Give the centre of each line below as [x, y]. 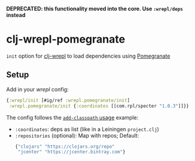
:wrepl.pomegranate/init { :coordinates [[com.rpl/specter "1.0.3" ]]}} [99, 106]
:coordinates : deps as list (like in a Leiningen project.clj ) [87, 129]
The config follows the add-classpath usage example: [73, 117]
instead [16, 15]
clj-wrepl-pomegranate [66, 39]
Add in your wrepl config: [37, 89]
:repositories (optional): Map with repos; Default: [77, 135]
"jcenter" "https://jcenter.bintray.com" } [72, 152]
